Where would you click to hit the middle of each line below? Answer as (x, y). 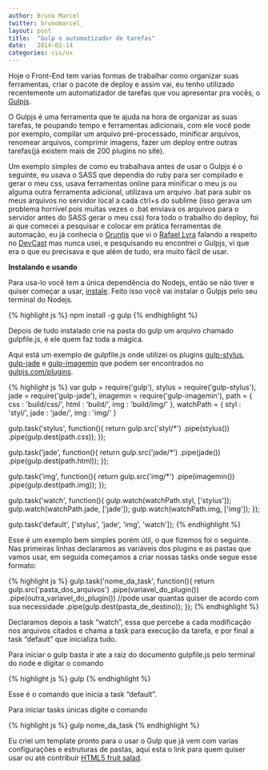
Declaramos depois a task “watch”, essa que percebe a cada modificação (130, 622)
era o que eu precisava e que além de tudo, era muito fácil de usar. (118, 252)
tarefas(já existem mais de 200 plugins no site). (87, 151)
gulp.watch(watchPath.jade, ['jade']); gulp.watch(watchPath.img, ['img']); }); (134, 509)
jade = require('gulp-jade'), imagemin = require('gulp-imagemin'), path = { (130, 396)
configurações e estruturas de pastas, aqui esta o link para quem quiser (127, 749)
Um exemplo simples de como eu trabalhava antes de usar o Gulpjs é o (125, 166)
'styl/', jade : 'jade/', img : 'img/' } (62, 413)
